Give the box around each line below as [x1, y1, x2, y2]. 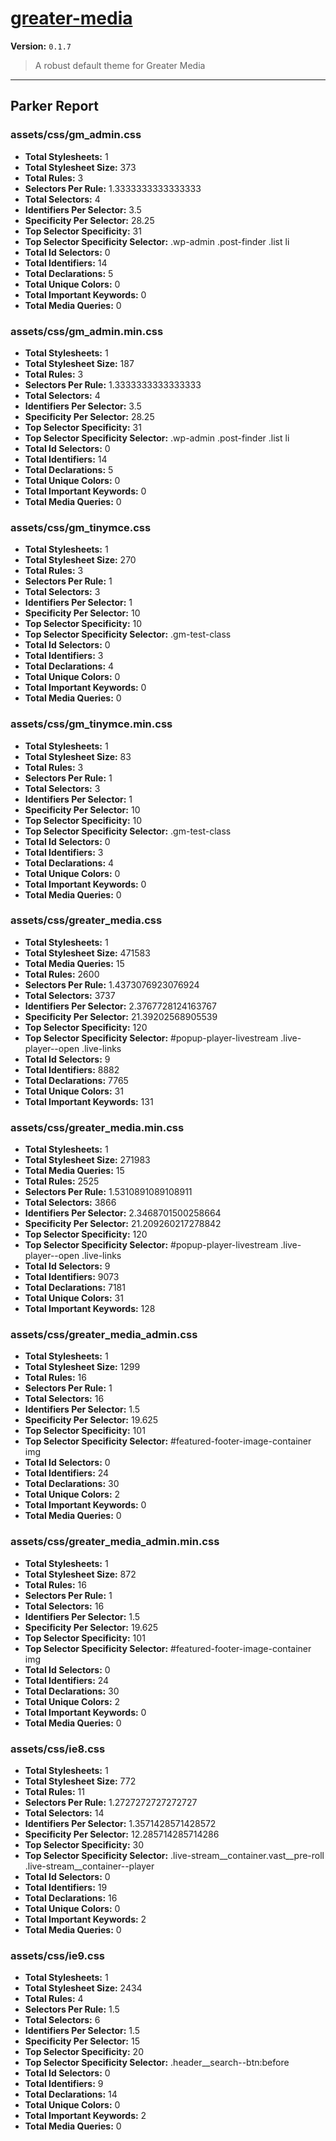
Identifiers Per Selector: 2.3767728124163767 [24, 1000, 217, 1012]
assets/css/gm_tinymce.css [10, 520, 152, 534]
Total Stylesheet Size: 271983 [24, 1154, 151, 1166]
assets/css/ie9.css [10, 1948, 105, 1962]
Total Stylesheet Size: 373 [24, 161, 137, 173]
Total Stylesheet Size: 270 [24, 554, 137, 566]
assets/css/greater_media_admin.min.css [10, 1535, 220, 1549]
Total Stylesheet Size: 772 [24, 1775, 137, 1787]
